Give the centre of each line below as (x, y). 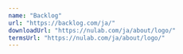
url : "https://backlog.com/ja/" (62, 23)
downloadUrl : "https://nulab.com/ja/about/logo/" (92, 30)
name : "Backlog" (35, 15)
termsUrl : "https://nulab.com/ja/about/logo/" (87, 38)
